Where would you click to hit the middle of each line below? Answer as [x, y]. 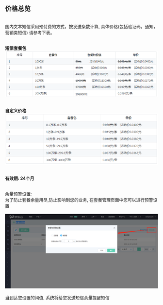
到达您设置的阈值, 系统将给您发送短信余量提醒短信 [59, 298]
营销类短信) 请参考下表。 [30, 33]
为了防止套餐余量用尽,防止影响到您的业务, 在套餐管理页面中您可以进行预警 [79, 200]
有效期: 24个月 [20, 178]
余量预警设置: [19, 194]
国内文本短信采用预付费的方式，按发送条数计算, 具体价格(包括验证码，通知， [81, 26]
